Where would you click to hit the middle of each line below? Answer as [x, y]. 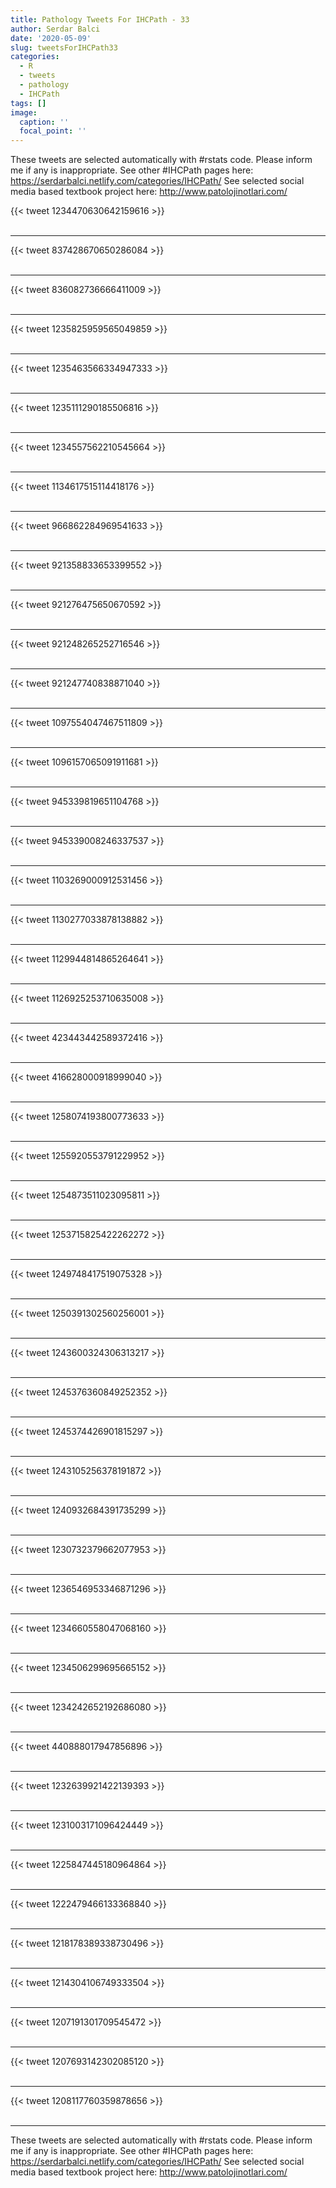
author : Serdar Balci [55, 29]
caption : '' [44, 122]
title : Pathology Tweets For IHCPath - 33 [100, 19]
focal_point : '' [53, 131]
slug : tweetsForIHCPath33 [64, 47]
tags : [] [28, 103]
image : [24, 112]
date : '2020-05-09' [51, 38]
